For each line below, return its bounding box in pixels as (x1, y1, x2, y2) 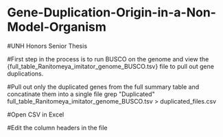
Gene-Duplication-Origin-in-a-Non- (7, 5, 216, 20)
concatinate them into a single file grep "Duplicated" (7, 90, 156, 98)
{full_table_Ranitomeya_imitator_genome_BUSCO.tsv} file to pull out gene (7, 62, 215, 70)
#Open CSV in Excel (7, 110, 64, 119)
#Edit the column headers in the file (7, 123, 108, 132)
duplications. (7, 70, 44, 78)
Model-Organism (7, 19, 106, 35)
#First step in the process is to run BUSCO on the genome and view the (7, 55, 209, 63)
